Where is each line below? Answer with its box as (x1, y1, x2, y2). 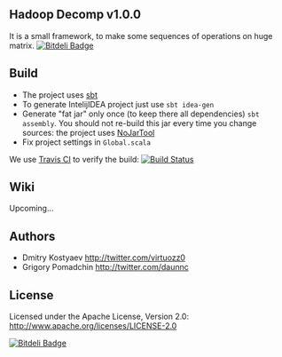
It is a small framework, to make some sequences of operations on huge (9, 30, 273, 41)
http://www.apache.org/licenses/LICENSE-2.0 (9, 321, 177, 331)
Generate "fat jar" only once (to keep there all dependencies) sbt (21, 108, 260, 119)
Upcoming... (9, 203, 54, 214)
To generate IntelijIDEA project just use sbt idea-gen (21, 99, 215, 109)
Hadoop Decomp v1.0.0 (9, 7, 142, 22)
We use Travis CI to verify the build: (9, 154, 140, 164)
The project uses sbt (21, 89, 98, 100)
